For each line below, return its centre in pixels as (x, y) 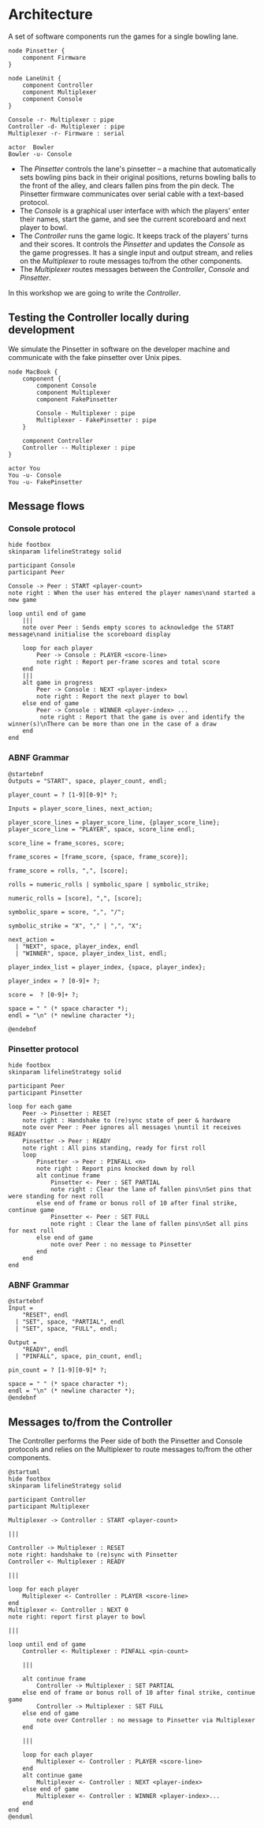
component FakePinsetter (77, 399)
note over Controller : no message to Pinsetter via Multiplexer (146, 1720)
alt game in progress (58, 683)
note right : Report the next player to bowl (113, 697)
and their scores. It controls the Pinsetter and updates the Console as (132, 244)
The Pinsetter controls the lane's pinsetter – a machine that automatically (138, 169)
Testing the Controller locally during (99, 318)
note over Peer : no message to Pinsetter (121, 1245)
